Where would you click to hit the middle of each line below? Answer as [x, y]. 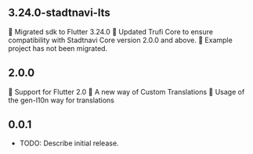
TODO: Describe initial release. [69, 143]
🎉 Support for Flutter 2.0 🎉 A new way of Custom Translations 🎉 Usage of [127, 91]
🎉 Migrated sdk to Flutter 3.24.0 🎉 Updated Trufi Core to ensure [111, 31]
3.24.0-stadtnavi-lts [60, 13]
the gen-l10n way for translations [61, 100]
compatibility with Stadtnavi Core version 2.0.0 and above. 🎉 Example [120, 40]
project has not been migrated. [58, 48]
